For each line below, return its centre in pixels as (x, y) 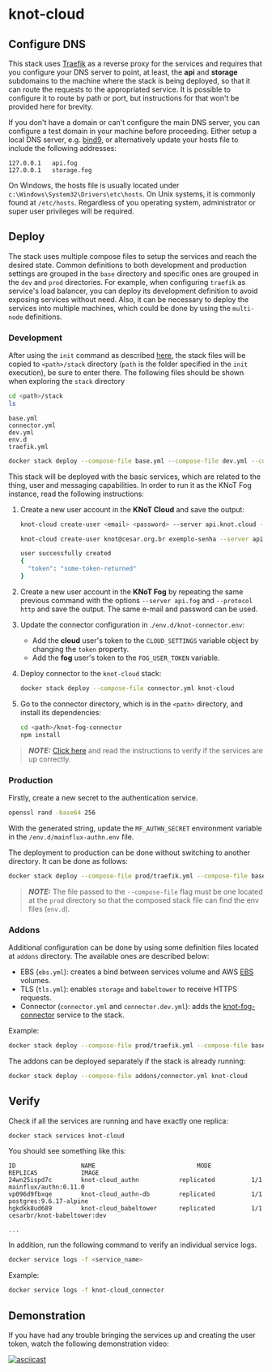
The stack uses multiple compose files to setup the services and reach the (133, 256)
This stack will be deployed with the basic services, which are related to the (135, 477)
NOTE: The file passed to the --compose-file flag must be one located (145, 891)
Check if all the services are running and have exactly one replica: (119, 1120)
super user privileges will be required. (72, 211)
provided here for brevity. (51, 107)
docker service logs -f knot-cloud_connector (86, 1290)
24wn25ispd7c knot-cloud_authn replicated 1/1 (136, 1180)
